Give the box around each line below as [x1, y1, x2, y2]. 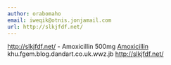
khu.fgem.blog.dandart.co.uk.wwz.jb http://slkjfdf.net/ [7, 50, 164, 58]
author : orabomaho [7, 10, 61, 17]
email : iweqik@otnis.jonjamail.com [7, 17, 112, 24]
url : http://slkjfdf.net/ [7, 23, 83, 30]
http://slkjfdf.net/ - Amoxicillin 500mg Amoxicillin [7, 43, 149, 51]
